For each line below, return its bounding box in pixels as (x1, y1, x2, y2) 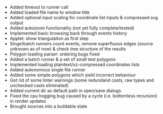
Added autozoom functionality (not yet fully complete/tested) (9, 25, 134, 31)
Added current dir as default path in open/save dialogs (9, 88, 122, 93)
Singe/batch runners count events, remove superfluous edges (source (9, 41, 153, 46)
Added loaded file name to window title (9, 9, 90, 15)
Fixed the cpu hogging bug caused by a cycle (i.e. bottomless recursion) (9, 93, 158, 99)
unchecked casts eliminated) (9, 83, 69, 88)
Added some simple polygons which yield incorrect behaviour (9, 72, 136, 78)
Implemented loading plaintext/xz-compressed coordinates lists (9, 61, 140, 67)
